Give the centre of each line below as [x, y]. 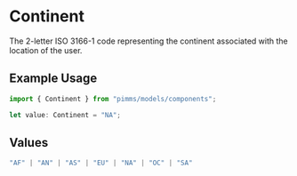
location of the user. [46, 50]
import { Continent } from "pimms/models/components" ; [113, 99]
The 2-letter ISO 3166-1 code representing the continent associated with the [149, 41]
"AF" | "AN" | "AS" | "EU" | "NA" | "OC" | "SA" [101, 163]
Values [29, 143]
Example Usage [53, 79]
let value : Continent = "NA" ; [65, 115]
